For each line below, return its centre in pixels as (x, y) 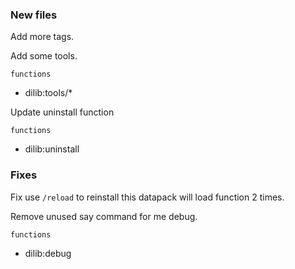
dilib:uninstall (52, 149)
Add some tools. (44, 56)
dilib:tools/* (48, 93)
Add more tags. (42, 37)
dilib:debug (48, 253)
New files (34, 15)
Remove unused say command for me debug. (104, 216)
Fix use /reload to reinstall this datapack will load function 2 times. (147, 197)
